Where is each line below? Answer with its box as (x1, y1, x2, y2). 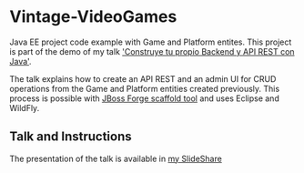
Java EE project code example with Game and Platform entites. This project (9, 36, 292, 47)
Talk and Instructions (9, 129, 132, 145)
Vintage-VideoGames (9, 6, 177, 27)
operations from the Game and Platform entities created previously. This (9, 83, 280, 94)
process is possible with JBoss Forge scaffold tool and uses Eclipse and (9, 93, 279, 104)
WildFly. (9, 102, 40, 113)
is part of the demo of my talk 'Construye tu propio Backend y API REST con (9, 46, 295, 56)
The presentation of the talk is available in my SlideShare (9, 153, 223, 164)
